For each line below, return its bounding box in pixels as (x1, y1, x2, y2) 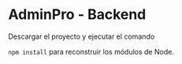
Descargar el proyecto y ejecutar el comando (8, 32, 155, 41)
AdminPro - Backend (8, 6, 147, 24)
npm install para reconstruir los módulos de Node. (8, 47, 175, 56)
